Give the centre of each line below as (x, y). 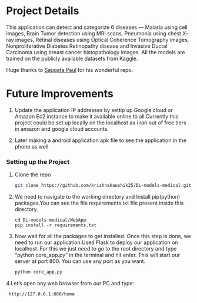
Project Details (43, 11)
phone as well (31, 146)
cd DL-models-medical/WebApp (50, 220)
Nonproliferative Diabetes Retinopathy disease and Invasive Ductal (87, 46)
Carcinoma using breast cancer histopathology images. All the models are (96, 52)
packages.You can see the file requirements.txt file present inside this (99, 203)
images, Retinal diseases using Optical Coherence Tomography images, (102, 39)
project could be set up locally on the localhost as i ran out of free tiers (100, 123)
